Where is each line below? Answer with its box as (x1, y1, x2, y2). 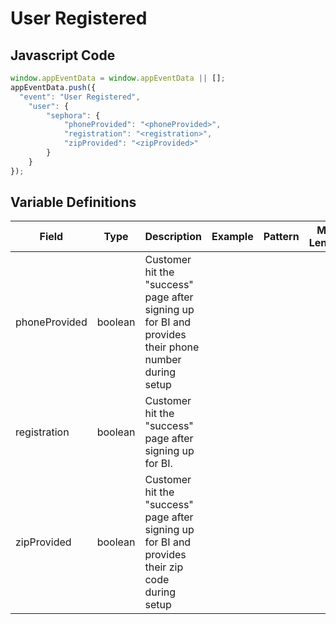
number (144, 353, 182, 367)
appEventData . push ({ (10, 82, 97, 92)
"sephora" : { (46, 110, 101, 121)
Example (211, 230, 254, 244)
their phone (144, 340, 200, 354)
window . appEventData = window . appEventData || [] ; (10, 73, 226, 83)
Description (144, 230, 202, 244)
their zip (144, 560, 184, 574)
